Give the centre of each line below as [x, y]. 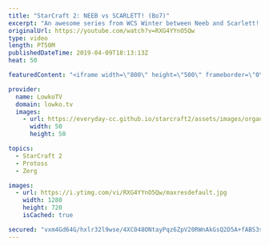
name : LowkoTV [39, 97]
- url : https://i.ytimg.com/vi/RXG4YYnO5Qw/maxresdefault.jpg [121, 193]
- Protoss [32, 163]
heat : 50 [23, 61]
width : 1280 [42, 200]
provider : [25, 89]
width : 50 [46, 127]
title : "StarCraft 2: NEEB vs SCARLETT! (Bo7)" [89, 16]
